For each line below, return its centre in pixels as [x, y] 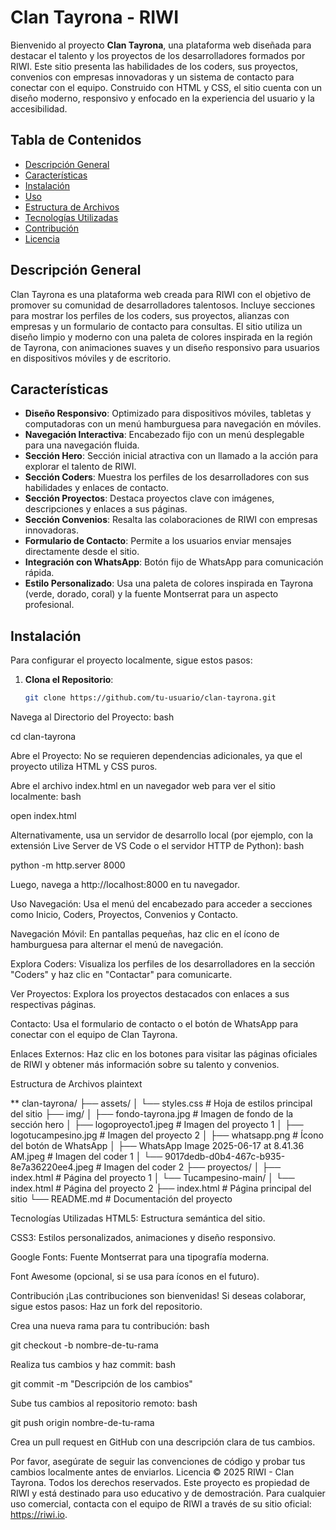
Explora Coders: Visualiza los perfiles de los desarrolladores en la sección [163, 964]
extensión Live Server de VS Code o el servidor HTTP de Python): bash [157, 846]
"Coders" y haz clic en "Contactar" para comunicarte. [121, 975]
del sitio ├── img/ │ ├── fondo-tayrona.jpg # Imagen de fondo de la [152, 1114]
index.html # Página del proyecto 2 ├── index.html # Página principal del [161, 1188]
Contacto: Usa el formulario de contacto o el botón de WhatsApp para [154, 1024]
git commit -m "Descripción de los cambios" [101, 1384]
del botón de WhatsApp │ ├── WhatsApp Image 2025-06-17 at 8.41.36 [157, 1146]
